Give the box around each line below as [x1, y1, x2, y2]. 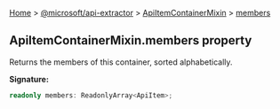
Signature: [9, 74, 49, 84]
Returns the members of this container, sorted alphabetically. [9, 57, 233, 67]
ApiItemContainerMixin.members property [9, 33, 252, 48]
